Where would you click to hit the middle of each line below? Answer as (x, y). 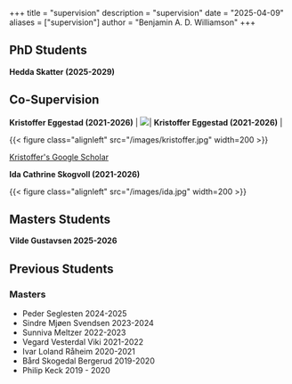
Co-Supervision (54, 100)
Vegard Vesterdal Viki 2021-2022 (83, 342)
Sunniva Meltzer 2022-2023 (74, 332)
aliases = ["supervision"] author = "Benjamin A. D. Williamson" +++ (133, 22)
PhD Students (48, 50)
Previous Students (61, 269)
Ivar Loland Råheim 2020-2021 (78, 352)
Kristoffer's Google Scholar (59, 157)
